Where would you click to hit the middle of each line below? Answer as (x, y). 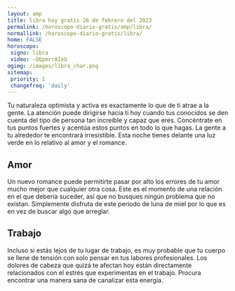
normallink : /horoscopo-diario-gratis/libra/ (75, 33)
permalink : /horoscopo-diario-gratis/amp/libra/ (80, 27)
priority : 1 (28, 79)
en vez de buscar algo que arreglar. (59, 212)
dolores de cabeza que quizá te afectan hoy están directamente (100, 265)
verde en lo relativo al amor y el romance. (67, 143)
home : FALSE (25, 40)
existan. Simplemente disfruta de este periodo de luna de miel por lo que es (116, 204)
